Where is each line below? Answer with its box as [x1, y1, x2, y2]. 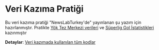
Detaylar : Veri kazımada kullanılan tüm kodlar [5, 39, 96, 45]
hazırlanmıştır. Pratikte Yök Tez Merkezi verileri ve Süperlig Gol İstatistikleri [5, 24, 154, 30]
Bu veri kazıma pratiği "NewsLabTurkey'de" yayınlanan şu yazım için [5, 19, 142, 25]
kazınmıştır [5, 30, 27, 35]
